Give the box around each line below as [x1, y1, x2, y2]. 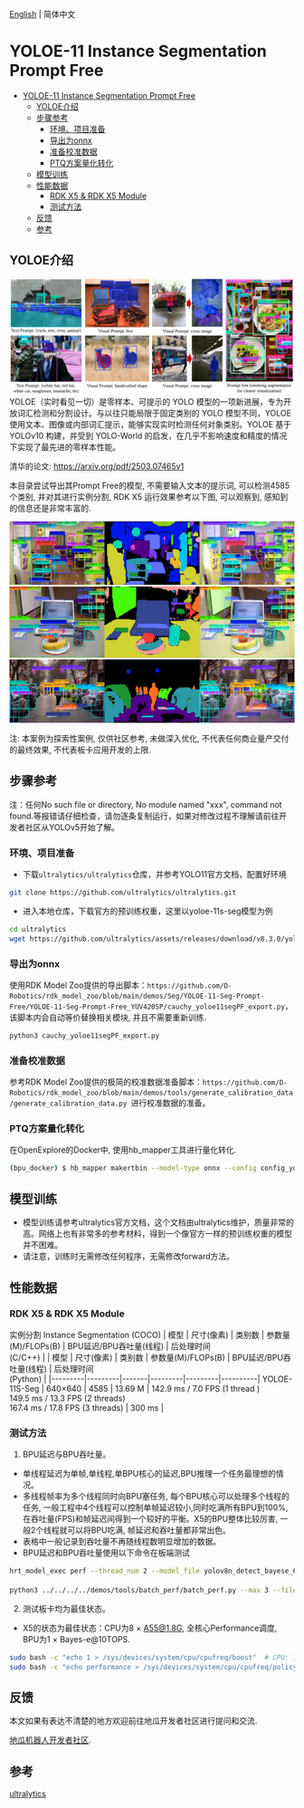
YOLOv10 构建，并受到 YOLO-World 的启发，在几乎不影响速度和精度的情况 [9, 430, 288, 442]
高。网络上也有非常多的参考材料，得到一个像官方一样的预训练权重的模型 [22, 1229, 292, 1239]
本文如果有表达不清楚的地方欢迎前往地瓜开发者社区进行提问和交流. [9, 1716, 258, 1727]
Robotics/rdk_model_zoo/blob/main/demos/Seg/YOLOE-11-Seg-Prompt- [9, 991, 265, 1000]
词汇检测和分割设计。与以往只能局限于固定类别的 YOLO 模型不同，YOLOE [16, 407, 292, 419]
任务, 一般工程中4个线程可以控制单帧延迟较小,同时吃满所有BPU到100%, [22, 1502, 289, 1513]
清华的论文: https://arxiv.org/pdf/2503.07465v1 [9, 461, 185, 472]
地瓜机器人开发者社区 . [9, 1735, 92, 1746]
